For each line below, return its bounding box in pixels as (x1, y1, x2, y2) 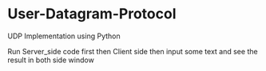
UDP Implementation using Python (7, 31, 121, 41)
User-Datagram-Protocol (7, 5, 177, 23)
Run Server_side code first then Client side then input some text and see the (7, 46, 258, 56)
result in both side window (7, 55, 95, 65)
